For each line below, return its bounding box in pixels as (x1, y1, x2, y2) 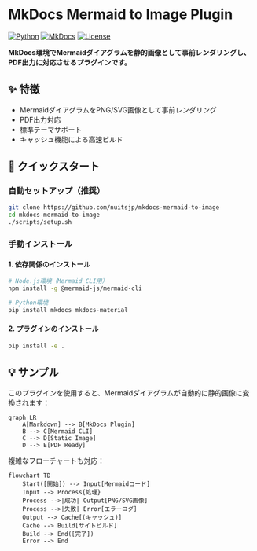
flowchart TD (8, 472, 51, 479)
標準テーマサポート (19, 124, 83, 134)
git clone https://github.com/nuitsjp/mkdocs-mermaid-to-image (8, 204, 220, 211)
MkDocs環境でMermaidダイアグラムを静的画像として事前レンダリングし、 (8, 47, 251, 57)
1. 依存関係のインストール (8, 259, 91, 269)
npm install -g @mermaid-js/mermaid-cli (8, 285, 143, 292)
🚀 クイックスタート (8, 160, 101, 174)
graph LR (8, 413, 37, 421)
